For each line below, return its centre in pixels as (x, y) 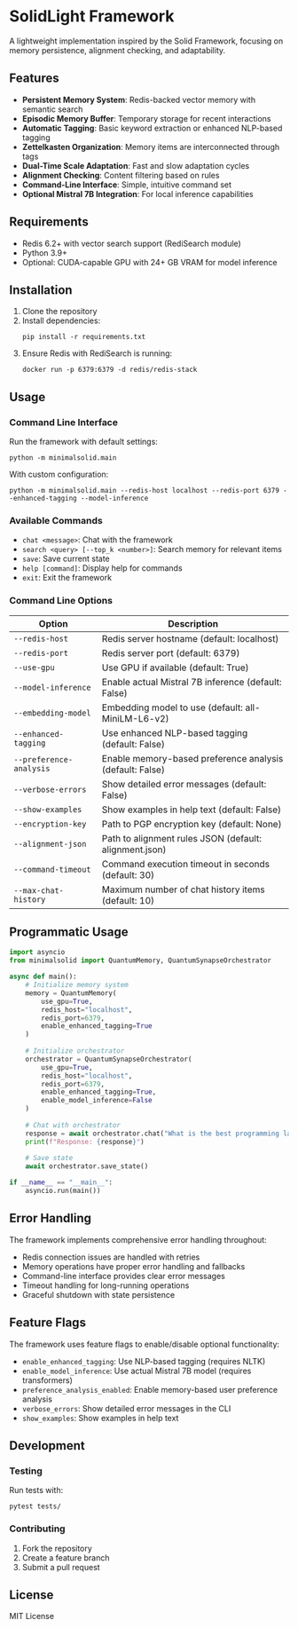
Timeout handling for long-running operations (106, 1285)
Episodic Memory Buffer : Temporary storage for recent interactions (146, 118)
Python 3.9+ (45, 253)
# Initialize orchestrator (75, 1051)
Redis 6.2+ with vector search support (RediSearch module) (131, 243)
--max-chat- (39, 890)
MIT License (32, 1616)
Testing (26, 1471)
